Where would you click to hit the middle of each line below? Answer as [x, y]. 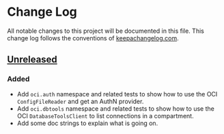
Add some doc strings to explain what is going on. [87, 123]
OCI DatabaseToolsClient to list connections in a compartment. [105, 116]
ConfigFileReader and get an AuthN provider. [80, 101]
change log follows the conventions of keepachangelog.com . [93, 38]
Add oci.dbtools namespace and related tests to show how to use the [116, 108]
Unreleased [32, 60]
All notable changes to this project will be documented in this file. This [106, 31]
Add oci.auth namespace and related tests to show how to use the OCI [117, 94]
